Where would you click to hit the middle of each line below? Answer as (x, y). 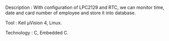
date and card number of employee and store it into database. (71, 13)
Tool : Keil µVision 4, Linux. (34, 23)
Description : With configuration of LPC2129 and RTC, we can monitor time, (85, 7)
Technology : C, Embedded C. (37, 33)
